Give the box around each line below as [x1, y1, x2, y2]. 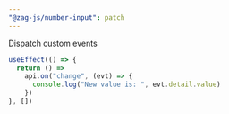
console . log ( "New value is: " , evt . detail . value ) [31, 80, 221, 90]
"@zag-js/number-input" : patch [8, 13, 125, 22]
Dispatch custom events [8, 38, 98, 48]
